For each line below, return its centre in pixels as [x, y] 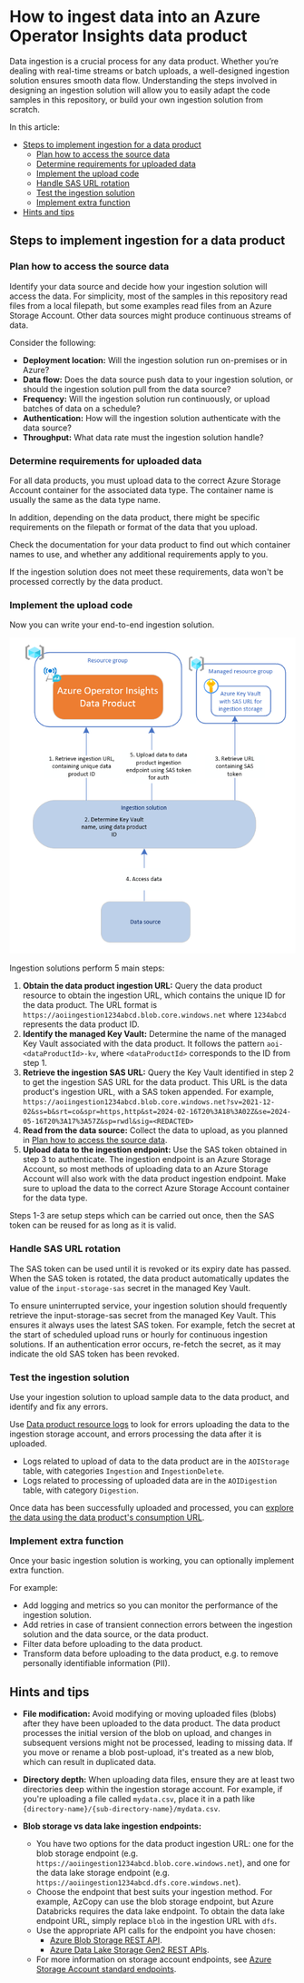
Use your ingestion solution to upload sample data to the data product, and [149, 1396]
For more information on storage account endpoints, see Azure [154, 1959]
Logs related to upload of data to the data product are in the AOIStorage [156, 1461]
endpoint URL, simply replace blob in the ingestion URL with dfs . [157, 1921]
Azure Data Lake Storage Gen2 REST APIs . [129, 1950]
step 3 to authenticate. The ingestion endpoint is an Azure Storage [147, 1159]
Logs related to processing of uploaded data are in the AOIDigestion [150, 1480]
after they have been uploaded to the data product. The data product [152, 1723]
